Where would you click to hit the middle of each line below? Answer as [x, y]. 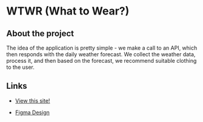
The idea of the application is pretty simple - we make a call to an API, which [102, 48]
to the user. [20, 67]
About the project [40, 34]
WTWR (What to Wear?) [68, 11]
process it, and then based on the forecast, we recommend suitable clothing [101, 61]
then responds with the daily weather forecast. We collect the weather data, [101, 54]
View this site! [32, 100]
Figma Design [32, 112]
